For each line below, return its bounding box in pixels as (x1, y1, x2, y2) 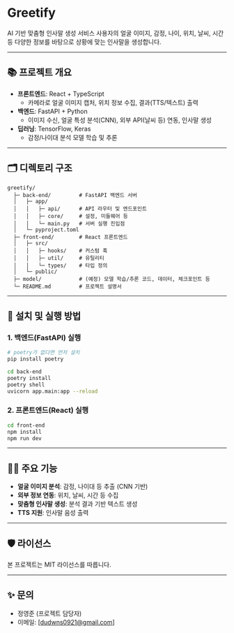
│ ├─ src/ (13, 240, 49, 247)
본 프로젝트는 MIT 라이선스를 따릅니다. (7, 560, 111, 569)
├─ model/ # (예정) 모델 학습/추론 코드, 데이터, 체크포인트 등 (13, 275, 210, 282)
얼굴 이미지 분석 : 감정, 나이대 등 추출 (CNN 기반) (17, 482, 148, 490)
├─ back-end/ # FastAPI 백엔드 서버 (13, 191, 138, 198)
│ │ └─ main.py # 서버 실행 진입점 (13, 220, 125, 227)
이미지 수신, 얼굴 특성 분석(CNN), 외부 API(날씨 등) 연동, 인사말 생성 (27, 115, 212, 124)
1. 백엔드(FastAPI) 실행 (7, 333, 81, 342)
